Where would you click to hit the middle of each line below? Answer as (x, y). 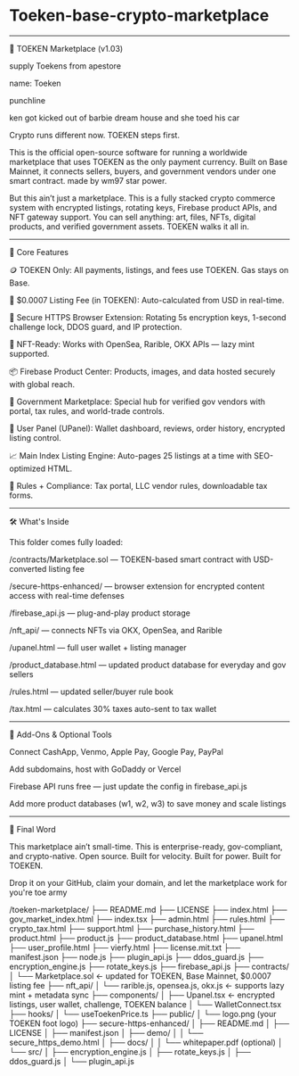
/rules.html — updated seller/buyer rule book (91, 691)
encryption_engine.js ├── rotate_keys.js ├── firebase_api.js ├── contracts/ (149, 966)
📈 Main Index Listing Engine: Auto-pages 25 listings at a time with (130, 455)
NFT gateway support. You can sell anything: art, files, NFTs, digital (133, 217)
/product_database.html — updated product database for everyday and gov (148, 665)
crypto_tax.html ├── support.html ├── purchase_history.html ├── (132, 928)
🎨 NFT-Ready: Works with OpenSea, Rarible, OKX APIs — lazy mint (132, 343)
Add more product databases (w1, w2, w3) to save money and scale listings (148, 803)
